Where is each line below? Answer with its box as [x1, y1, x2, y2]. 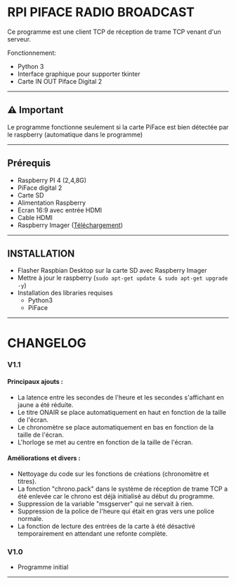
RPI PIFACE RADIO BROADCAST [7, 4, 195, 20]
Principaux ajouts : [7, 378, 63, 386]
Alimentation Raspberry [17, 198, 86, 207]
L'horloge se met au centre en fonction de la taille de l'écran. [17, 437, 193, 446]
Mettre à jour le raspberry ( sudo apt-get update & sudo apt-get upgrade [17, 274, 228, 282]
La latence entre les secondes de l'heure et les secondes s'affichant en [17, 393, 225, 401]
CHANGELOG [7, 335, 86, 351]
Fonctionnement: [7, 49, 56, 57]
